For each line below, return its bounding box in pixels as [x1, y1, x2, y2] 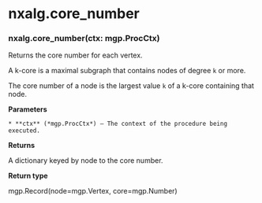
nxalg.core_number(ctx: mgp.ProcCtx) [8, 33, 160, 44]
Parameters [8, 105, 47, 114]
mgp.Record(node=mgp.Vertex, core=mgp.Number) [8, 186, 178, 196]
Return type [8, 171, 49, 181]
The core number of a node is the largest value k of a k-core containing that [8, 81, 255, 90]
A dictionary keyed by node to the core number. [8, 156, 163, 165]
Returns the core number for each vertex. [8, 50, 144, 60]
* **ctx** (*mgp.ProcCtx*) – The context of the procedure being [8, 120, 227, 128]
